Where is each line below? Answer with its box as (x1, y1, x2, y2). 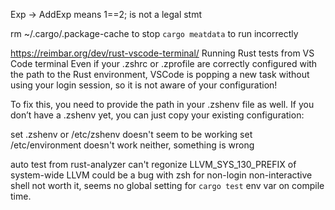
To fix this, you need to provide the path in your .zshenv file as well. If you (10, 99, 315, 110)
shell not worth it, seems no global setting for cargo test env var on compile (10, 180, 325, 191)
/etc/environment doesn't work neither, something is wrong (10, 139, 255, 151)
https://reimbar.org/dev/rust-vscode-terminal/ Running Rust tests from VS (10, 47, 315, 59)
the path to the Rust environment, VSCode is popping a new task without (10, 69, 310, 80)
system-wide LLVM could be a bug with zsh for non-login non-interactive (10, 169, 313, 181)
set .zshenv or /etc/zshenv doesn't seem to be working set (10, 129, 253, 140)
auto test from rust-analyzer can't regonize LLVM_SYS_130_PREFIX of (10, 159, 297, 170)
